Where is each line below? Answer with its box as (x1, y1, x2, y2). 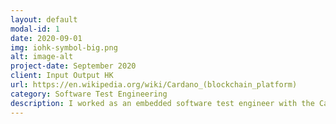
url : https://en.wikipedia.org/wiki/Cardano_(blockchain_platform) (10, 80, 298, 90)
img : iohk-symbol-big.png (10, 42, 118, 53)
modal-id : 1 (10, 24, 60, 34)
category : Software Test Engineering (10, 89, 168, 99)
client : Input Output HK (10, 71, 114, 81)
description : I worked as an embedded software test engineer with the (10, 98, 315, 108)
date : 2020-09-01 (10, 33, 83, 43)
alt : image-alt (10, 52, 74, 62)
